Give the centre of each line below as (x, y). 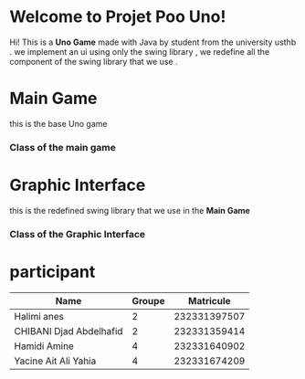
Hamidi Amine (44, 346)
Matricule (210, 300)
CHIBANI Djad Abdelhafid (68, 331)
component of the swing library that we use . (94, 61)
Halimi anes (39, 316)
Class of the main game (63, 147)
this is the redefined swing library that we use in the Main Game (130, 210)
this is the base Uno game (58, 123)
